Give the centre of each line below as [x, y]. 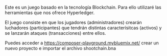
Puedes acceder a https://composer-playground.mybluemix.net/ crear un [82, 43]
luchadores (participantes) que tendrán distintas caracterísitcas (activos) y [83, 28]
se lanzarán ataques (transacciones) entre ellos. [55, 33]
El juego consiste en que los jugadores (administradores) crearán [74, 22]
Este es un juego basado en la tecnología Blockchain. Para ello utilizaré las [83, 7]
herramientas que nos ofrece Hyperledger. [50, 13]
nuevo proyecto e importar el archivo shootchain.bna [60, 48]
